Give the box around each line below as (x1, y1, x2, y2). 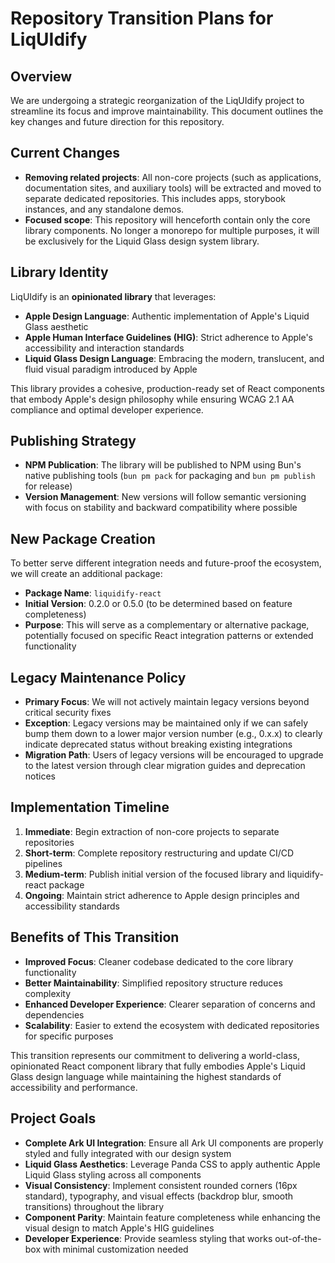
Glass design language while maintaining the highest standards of (10, 1070, 282, 1082)
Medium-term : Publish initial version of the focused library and (24, 868, 285, 880)
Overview (10, 68, 73, 85)
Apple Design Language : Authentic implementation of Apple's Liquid (24, 310, 310, 322)
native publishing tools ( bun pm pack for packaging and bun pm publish (24, 470, 316, 482)
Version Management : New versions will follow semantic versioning (24, 491, 307, 503)
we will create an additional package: (10, 568, 163, 580)
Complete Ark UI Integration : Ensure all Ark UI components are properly (24, 1137, 324, 1149)
